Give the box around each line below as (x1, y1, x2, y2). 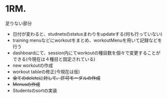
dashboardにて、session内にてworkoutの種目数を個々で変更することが (12, 50, 160, 56)
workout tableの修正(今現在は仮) (12, 68, 80, 74)
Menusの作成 (12, 81, 40, 87)
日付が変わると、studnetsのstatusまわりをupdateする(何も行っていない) (12, 31, 162, 37)
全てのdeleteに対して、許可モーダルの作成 (12, 75, 101, 81)
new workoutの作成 (12, 62, 53, 68)
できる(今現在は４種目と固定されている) (12, 56, 96, 62)
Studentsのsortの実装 (12, 87, 58, 93)
